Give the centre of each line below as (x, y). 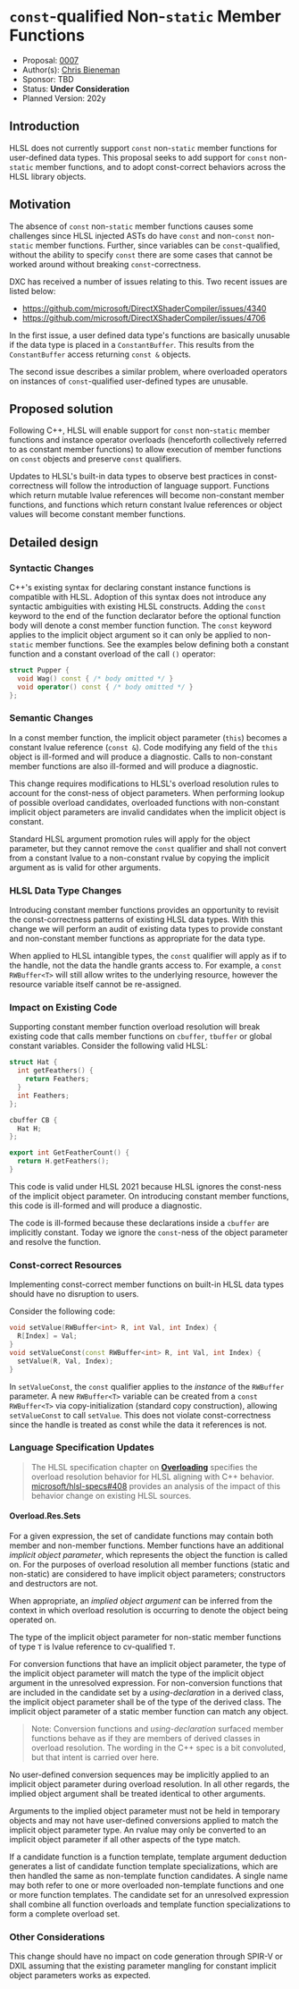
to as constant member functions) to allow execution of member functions (145, 450)
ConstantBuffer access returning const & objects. (100, 354)
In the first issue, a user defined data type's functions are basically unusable (149, 335)
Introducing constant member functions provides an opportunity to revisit (144, 910)
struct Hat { (33, 1062)
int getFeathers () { (55, 1071)
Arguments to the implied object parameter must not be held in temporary (145, 1811)
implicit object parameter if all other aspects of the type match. (125, 1839)
